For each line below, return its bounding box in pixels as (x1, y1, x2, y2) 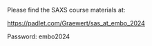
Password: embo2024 (7, 32, 70, 41)
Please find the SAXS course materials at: (7, 6, 126, 14)
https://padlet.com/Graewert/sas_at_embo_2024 (7, 19, 145, 27)
